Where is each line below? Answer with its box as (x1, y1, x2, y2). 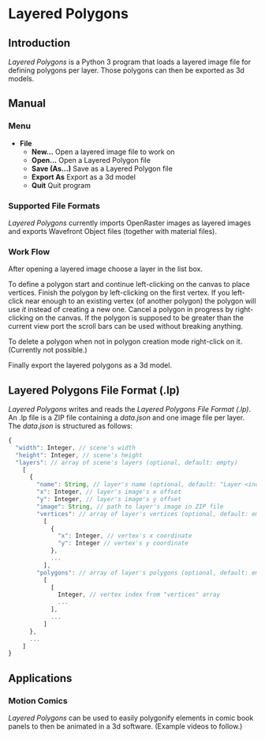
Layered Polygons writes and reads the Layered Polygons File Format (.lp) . (8, 405, 252, 414)
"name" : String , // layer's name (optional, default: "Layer (36, 481, 242, 488)
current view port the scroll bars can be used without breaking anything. (8, 322, 243, 331)
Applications (8, 671, 73, 684)
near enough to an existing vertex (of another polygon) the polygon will (24, 296, 256, 306)
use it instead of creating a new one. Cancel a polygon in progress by (8, 305, 234, 315)
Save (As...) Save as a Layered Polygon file (31, 164, 174, 173)
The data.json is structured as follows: (8, 421, 133, 431)
